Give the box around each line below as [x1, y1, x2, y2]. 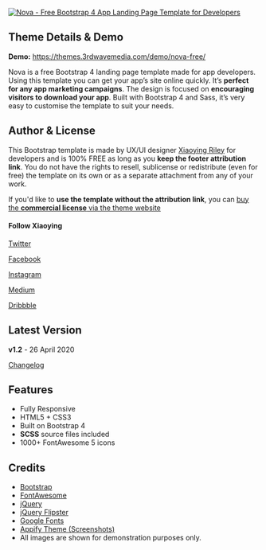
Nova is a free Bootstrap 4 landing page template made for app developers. [8, 67, 256, 76]
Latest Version [8, 323, 82, 337]
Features [8, 383, 53, 397]
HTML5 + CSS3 [19, 412, 72, 422]
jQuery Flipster [19, 508, 69, 517]
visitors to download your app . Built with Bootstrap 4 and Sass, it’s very [8, 92, 245, 102]
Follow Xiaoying [8, 221, 62, 231]
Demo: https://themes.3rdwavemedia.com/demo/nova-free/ [8, 52, 206, 61]
